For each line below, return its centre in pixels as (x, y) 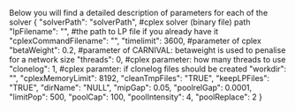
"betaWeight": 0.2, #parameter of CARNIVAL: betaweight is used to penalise (147, 50)
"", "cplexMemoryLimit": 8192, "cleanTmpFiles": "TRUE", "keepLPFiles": (139, 78)
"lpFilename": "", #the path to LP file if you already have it (114, 31)
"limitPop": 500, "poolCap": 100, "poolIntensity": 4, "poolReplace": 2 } (136, 97)
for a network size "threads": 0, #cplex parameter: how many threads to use (147, 59)
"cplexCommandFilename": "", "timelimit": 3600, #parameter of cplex (136, 41)
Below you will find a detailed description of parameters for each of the (139, 13)
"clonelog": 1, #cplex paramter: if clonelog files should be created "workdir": (148, 69)
